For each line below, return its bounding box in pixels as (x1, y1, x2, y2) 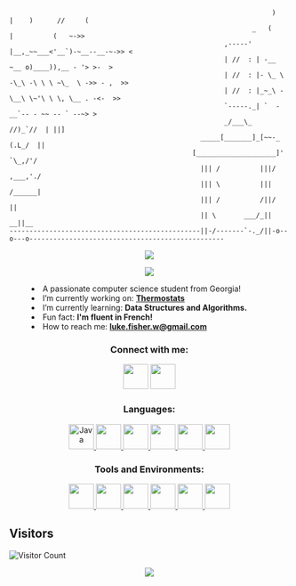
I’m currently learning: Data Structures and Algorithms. (43, 303, 247, 313)
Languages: (123, 403, 176, 416)
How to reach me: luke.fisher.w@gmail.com (43, 321, 207, 331)
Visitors (9, 526, 54, 541)
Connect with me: (109, 343, 189, 355)
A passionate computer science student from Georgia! (43, 283, 242, 294)
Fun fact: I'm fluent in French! (43, 312, 153, 322)
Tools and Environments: (94, 463, 204, 476)
